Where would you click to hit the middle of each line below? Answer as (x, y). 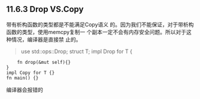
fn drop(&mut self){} (44, 62)
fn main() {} (22, 78)
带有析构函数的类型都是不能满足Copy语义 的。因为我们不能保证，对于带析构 (100, 24)
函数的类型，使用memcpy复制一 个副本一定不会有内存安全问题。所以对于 (96, 32)
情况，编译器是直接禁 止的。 (46, 39)
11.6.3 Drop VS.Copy (45, 9)
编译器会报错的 (25, 89)
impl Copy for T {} (31, 73)
